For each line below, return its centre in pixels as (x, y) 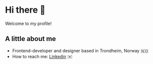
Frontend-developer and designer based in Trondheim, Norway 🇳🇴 (80, 50)
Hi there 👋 (25, 10)
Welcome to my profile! (29, 23)
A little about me (31, 39)
